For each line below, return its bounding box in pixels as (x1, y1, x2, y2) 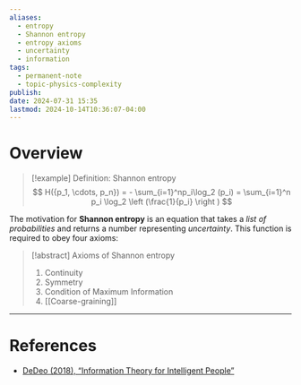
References (9, 336, 97, 356)
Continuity (44, 268, 83, 278)
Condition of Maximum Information (44, 287, 174, 297)
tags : (9, 64, 30, 73)
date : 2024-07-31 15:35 (9, 96, 99, 106)
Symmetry (44, 277, 83, 287)
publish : (9, 88, 42, 97)
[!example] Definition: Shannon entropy (30, 173, 176, 184)
